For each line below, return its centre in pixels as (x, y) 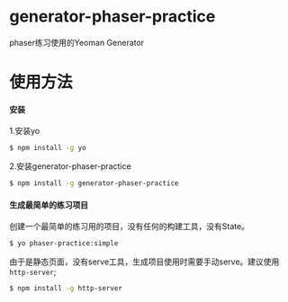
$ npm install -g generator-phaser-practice (94, 183)
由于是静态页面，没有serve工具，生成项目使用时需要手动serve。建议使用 (144, 262)
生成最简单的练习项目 (49, 205)
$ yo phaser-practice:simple (64, 244)
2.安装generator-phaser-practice (71, 166)
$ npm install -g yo (48, 148)
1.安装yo (25, 131)
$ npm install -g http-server (66, 289)
